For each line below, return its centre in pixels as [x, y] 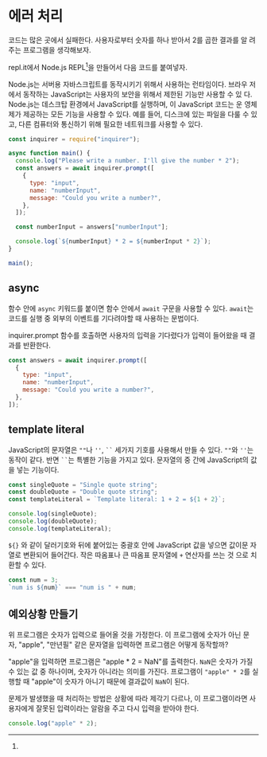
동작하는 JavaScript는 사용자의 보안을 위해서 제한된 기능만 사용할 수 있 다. [137, 94]
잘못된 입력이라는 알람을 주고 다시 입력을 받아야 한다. [117, 708]
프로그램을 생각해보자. [57, 49]
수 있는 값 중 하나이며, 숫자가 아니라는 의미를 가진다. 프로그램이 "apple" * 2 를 [129, 672]
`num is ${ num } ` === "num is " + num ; [72, 587]
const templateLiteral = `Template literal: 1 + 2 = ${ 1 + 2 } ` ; [117, 500]
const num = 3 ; [33, 580]
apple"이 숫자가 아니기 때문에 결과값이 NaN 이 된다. [112, 681]
